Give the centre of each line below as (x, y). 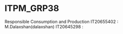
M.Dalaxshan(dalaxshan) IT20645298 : (44, 26)
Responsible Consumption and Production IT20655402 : (61, 22)
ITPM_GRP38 (32, 8)
